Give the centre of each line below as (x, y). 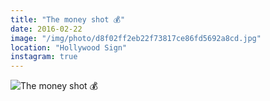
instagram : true (44, 57)
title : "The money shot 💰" (68, 19)
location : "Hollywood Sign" (69, 47)
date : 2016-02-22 (46, 29)
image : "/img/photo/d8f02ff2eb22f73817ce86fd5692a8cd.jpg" (136, 38)
